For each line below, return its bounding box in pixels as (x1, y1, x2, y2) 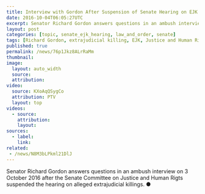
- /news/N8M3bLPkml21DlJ (9, 151, 72, 157)
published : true (6, 43, 48, 49)
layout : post (6, 26, 40, 32)
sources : (6, 128, 29, 134)
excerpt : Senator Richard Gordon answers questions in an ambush (6, 20, 176, 26)
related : (6, 145, 29, 151)
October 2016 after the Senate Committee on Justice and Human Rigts (6, 174, 183, 181)
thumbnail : (6, 54, 34, 60)
